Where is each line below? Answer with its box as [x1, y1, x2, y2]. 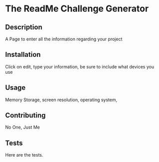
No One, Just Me [5, 124, 40, 130]
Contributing [5, 111, 46, 120]
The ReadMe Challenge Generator [5, 3, 149, 14]
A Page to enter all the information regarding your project [5, 36, 123, 42]
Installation [5, 50, 41, 59]
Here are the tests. [5, 152, 43, 158]
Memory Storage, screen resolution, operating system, [5, 97, 118, 103]
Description [5, 23, 42, 31]
